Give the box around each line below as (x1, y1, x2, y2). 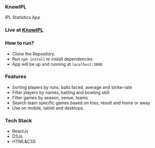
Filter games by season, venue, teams (12, 94, 88, 100)
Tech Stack (5, 117, 32, 124)
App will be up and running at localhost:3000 (12, 61, 103, 67)
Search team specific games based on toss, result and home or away (12, 100, 151, 106)
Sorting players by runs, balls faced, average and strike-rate (12, 84, 132, 90)
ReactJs (12, 128, 29, 134)
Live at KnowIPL (5, 27, 44, 34)
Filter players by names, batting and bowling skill (12, 89, 110, 95)
